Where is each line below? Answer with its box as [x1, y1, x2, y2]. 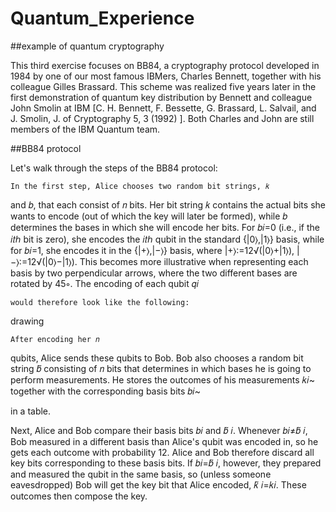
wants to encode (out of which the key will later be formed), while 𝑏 [10, 210, 288, 222]
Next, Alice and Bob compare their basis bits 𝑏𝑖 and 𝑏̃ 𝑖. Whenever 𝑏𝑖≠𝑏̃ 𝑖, [10, 424, 308, 436]
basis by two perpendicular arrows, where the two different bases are [10, 267, 298, 279]
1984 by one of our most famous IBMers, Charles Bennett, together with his [10, 70, 322, 82]
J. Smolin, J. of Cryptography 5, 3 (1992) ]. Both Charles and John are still [10, 112, 315, 124]
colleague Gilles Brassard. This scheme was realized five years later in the [10, 80, 317, 92]
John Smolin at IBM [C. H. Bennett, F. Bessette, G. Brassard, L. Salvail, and [10, 102, 317, 114]
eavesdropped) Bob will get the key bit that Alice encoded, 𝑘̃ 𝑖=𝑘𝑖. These [10, 478, 307, 491]
